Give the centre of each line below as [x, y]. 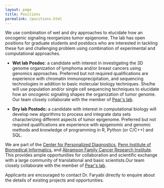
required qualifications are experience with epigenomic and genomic [82, 125]
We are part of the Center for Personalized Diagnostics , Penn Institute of [78, 145]
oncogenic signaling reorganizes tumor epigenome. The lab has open [75, 38]
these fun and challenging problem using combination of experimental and [80, 48]
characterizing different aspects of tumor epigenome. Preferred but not [84, 120]
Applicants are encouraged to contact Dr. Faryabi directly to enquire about [80, 175]
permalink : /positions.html [34, 19]
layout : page [18, 10]
